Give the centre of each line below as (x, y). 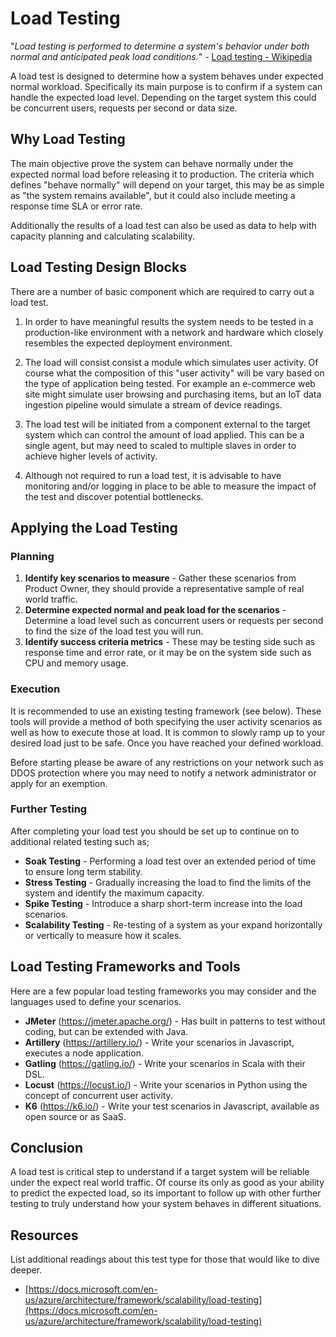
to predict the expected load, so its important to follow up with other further (166, 1193)
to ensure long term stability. (83, 871)
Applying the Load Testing (94, 527)
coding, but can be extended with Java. (106, 1031)
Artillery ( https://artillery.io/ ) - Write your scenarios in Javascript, (159, 1042)
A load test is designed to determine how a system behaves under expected (167, 76)
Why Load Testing (68, 139)
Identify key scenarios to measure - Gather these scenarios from (160, 578)
